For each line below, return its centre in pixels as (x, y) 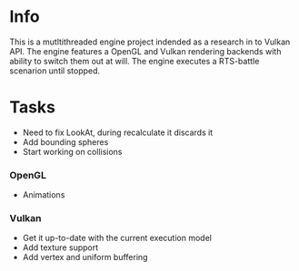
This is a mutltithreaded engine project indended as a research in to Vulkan (150, 42)
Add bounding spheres (65, 141)
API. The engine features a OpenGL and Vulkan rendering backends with (145, 51)
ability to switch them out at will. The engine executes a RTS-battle (135, 61)
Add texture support (60, 247)
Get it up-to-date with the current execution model (117, 238)
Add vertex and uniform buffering (85, 257)
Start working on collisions (72, 151)
